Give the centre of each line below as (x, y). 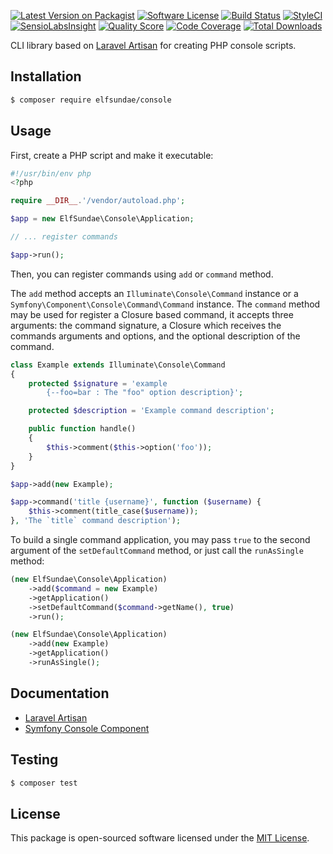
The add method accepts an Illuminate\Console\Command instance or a (154, 293)
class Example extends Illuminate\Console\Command (118, 365)
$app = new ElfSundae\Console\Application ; (102, 219)
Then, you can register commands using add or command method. (142, 274)
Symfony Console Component (87, 728)
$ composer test (44, 783)
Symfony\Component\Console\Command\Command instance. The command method (165, 304)
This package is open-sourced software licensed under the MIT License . (160, 838)
